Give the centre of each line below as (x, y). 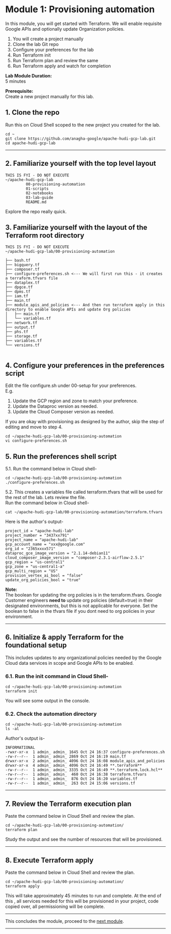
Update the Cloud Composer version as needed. (63, 412)
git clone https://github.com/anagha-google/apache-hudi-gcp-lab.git (81, 139)
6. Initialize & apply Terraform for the (64, 638)
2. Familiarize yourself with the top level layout (81, 163)
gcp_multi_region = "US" (32, 571)
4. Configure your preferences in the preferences (85, 365)
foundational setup (36, 645)
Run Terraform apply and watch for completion (62, 66)
